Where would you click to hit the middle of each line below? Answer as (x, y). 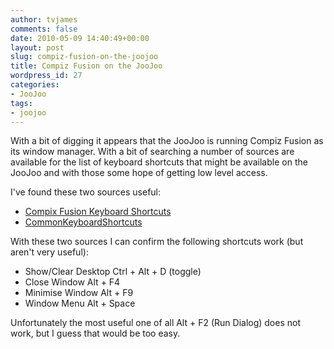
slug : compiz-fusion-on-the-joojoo (84, 57)
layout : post (37, 47)
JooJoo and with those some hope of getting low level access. (139, 173)
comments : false (44, 29)
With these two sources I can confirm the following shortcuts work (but (157, 242)
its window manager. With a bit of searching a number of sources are (152, 152)
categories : (35, 85)
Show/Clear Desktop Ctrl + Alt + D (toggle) (113, 272)
